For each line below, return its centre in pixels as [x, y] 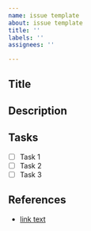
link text [32, 219]
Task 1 [30, 157]
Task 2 [30, 165]
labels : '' [26, 38]
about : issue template [45, 23]
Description [38, 110]
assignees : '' [32, 45]
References [37, 200]
